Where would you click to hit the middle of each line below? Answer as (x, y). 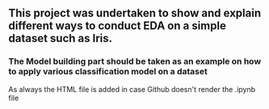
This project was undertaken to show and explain (134, 13)
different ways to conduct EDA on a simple (117, 26)
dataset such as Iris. (61, 38)
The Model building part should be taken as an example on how (135, 61)
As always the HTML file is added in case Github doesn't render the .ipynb (132, 89)
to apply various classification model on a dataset (108, 72)
